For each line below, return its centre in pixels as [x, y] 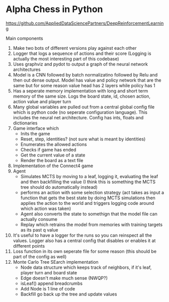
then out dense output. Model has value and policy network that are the [87, 80]
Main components [24, 38]
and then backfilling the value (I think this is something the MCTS [88, 182]
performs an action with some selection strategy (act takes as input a [92, 192]
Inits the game [35, 133]
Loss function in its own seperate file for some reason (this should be [85, 251]
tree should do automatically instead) [59, 187]
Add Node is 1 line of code [48, 288]
